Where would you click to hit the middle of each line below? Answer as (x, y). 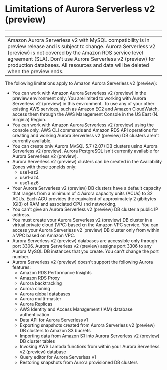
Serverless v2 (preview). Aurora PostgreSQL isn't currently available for (85, 151)
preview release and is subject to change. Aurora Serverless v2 (82, 46)
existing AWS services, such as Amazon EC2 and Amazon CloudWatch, (85, 109)
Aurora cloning (35, 288)
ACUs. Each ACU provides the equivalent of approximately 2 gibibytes (84, 198)
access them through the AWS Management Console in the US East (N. (85, 114)
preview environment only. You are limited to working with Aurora (79, 98)
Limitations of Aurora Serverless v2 (80, 9)
